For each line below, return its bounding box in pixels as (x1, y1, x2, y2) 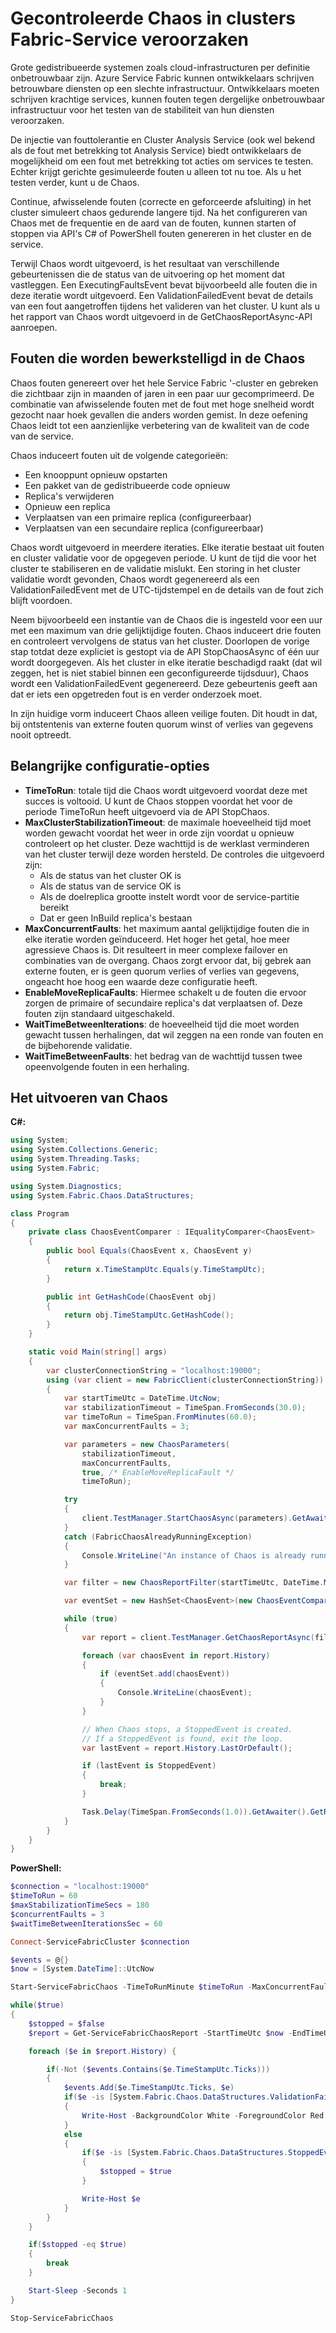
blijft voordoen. (10, 594, 73, 606)
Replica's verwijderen (24, 490, 115, 502)
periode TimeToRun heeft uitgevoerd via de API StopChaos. (24, 805, 270, 817)
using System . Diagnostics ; (10, 1181, 123, 1191)
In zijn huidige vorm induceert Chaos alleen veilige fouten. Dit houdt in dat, (10, 707, 318, 719)
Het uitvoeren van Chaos (10, 1089, 169, 1106)
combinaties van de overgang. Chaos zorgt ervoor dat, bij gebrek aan (24, 954, 312, 966)
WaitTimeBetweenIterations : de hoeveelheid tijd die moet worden (24, 1018, 300, 1030)
